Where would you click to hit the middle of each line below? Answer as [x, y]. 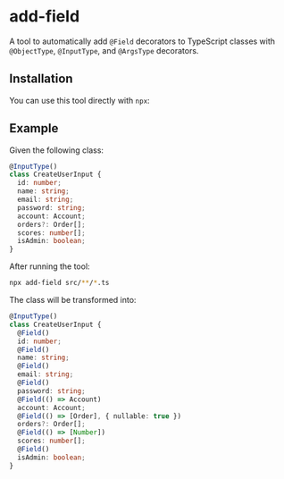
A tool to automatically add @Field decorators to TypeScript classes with [142, 41]
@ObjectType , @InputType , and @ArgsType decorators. [104, 50]
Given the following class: [57, 150]
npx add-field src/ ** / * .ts [59, 283]
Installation [41, 79]
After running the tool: [50, 266]
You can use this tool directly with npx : [79, 100]
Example [34, 128]
